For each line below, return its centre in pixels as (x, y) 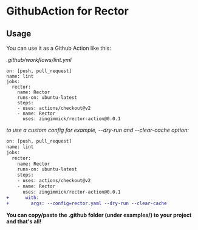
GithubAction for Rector (67, 11)
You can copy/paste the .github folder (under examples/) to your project (99, 215)
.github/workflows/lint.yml (39, 60)
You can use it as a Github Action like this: (59, 48)
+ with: (23, 198)
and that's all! (24, 221)
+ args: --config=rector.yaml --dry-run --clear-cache (87, 203)
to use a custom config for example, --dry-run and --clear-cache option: (98, 130)
